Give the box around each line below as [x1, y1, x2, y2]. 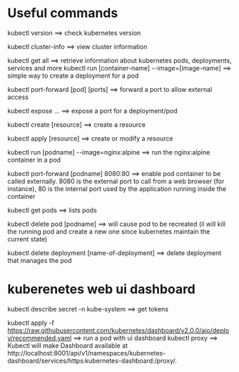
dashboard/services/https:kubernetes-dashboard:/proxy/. [7, 356, 177, 365]
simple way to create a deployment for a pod [7, 71, 139, 80]
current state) [7, 234, 48, 243]
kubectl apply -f [7, 319, 55, 327]
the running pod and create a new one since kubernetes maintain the [7, 227, 210, 236]
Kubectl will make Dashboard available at [7, 341, 128, 350]
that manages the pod [7, 256, 73, 264]
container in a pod [7, 155, 61, 164]
